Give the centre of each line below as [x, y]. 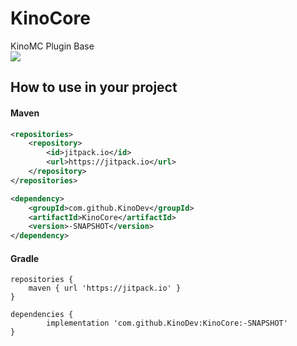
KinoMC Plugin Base [52, 46]
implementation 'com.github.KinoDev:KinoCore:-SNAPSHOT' [167, 323]
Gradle [25, 258]
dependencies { [42, 315]
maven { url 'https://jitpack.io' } [105, 288]
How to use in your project [94, 87]
